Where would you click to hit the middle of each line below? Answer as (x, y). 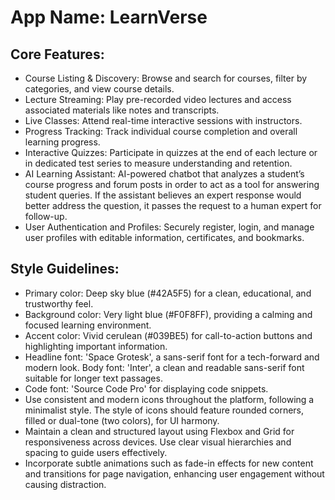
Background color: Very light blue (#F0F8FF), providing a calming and (168, 314)
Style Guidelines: (65, 269)
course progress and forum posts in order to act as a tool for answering (172, 184)
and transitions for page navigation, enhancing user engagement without (174, 473)
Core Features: (57, 54)
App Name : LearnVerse (109, 17)
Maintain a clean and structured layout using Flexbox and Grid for (159, 431)
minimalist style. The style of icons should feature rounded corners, (164, 410)
